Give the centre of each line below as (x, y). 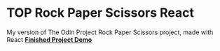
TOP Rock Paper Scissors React (100, 13)
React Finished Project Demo (49, 39)
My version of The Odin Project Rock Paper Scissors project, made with (110, 32)
